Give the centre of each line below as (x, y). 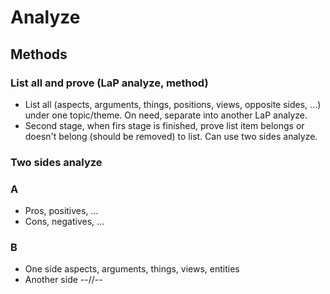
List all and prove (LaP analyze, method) (109, 83)
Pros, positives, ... (61, 211)
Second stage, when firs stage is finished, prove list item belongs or (164, 125)
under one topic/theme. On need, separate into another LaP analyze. (166, 115)
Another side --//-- (63, 280)
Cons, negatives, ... (64, 222)
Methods (39, 54)
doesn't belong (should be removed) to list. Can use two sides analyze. (171, 136)
